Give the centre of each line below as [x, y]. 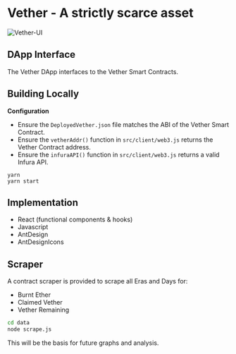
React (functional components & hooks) [75, 219]
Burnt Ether [34, 295]
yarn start [23, 181]
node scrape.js [30, 329]
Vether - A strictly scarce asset [100, 13]
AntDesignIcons [41, 242]
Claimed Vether [40, 303]
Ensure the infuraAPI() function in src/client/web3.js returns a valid [118, 154]
